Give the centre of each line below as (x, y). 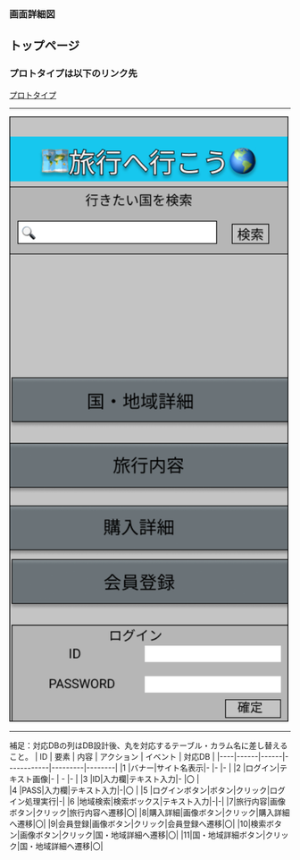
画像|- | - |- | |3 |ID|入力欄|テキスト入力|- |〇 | (116, 779)
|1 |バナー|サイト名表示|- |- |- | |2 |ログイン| (200, 768)
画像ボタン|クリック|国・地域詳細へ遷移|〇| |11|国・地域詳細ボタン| (142, 835)
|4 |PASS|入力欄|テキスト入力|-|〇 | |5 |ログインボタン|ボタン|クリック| (140, 790)
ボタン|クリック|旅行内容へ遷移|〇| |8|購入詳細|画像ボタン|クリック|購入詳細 (150, 813)
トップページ (45, 46)
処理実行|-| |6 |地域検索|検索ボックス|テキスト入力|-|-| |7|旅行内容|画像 (155, 802)
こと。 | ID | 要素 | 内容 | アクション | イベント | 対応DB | (112, 757)
